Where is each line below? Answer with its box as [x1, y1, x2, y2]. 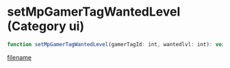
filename [7, 53, 32, 61]
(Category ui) [7, 18, 84, 34]
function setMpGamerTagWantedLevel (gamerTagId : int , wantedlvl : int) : [7, 41, 213, 48]
